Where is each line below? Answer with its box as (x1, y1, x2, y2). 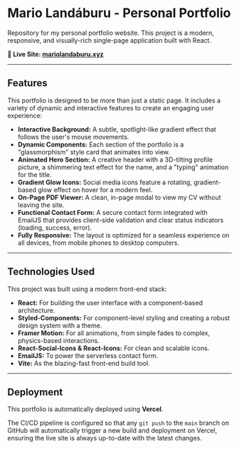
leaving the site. (17, 201, 65, 209)
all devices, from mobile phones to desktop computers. (17, 238, 180, 247)
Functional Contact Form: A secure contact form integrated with (17, 208, 208, 216)
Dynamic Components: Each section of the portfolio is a (17, 140, 184, 149)
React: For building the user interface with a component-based (17, 298, 203, 307)
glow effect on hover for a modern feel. (38, 185, 153, 194)
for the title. (17, 170, 52, 179)
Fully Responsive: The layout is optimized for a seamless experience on (17, 231, 230, 239)
